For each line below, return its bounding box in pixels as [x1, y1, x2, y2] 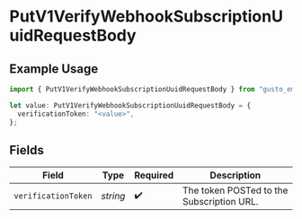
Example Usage [9, 61, 99, 76]
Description [209, 169, 262, 181]
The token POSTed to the [182, 184, 289, 197]
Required [134, 169, 174, 181]
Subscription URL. [182, 196, 259, 208]
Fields [9, 142, 45, 158]
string [101, 190, 126, 203]
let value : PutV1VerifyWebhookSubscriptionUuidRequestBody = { [9, 101, 252, 109]
